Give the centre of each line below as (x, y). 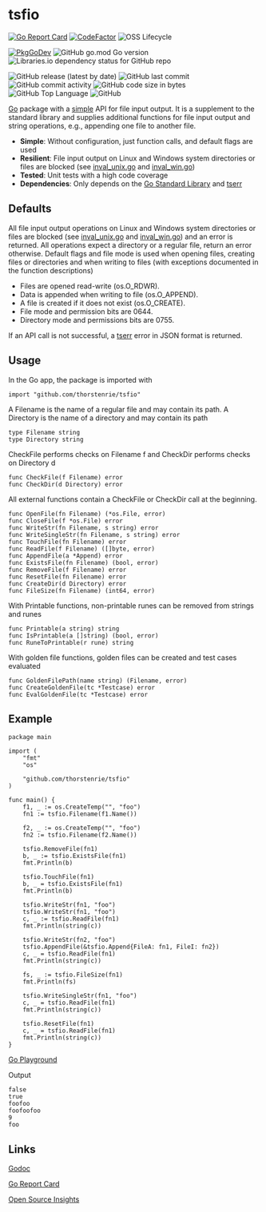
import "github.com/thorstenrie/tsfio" (75, 394)
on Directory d (32, 463)
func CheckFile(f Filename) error (66, 477)
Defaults (30, 209)
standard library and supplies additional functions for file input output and (129, 117)
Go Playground (33, 1059)
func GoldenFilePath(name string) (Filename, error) (98, 681)
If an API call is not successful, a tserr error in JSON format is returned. (125, 335)
